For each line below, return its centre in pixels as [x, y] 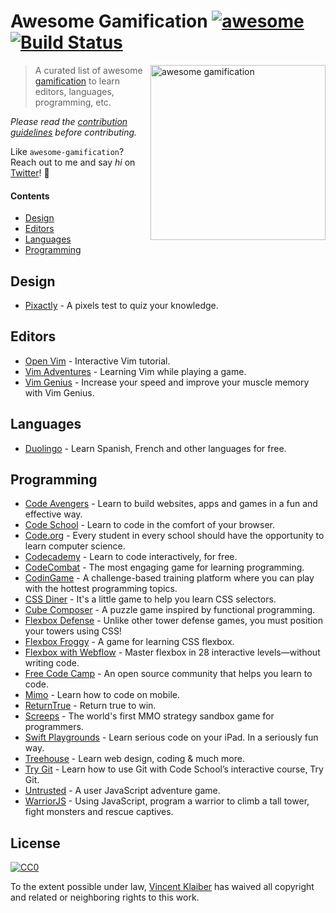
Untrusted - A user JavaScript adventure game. [122, 791]
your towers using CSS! [73, 631]
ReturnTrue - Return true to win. [90, 706]
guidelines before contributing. [74, 132]
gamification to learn [77, 81]
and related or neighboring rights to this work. [105, 897]
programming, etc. [73, 102]
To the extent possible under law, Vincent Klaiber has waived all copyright [162, 887]
